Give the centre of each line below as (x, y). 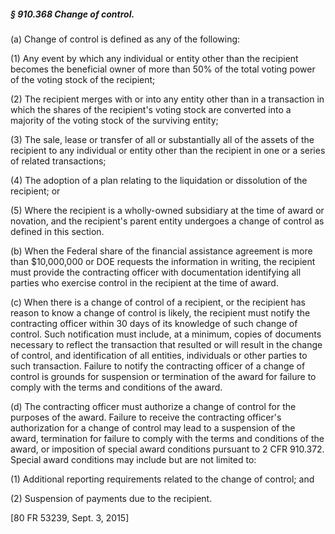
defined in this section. (57, 231)
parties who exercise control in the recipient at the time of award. (144, 282)
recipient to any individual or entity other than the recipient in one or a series (168, 150)
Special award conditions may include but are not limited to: (133, 459)
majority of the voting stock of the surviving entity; (114, 120)
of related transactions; (58, 161)
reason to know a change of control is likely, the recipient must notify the (160, 312)
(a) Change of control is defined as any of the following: (125, 39)
